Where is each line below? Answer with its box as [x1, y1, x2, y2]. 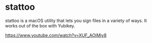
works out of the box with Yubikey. [5, 22, 75, 28]
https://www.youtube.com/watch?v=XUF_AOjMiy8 [5, 32, 107, 38]
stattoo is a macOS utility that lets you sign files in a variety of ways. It [5, 18, 147, 23]
